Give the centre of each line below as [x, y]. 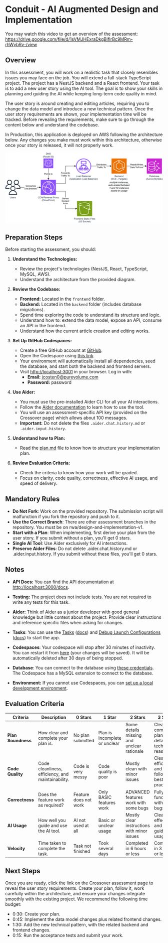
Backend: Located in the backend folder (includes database [80, 304]
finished [82, 851]
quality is [108, 771]
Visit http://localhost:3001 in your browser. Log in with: [76, 371]
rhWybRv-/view [21, 44]
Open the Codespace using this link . [57, 355]
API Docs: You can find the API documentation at [63, 582]
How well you [52, 820]
